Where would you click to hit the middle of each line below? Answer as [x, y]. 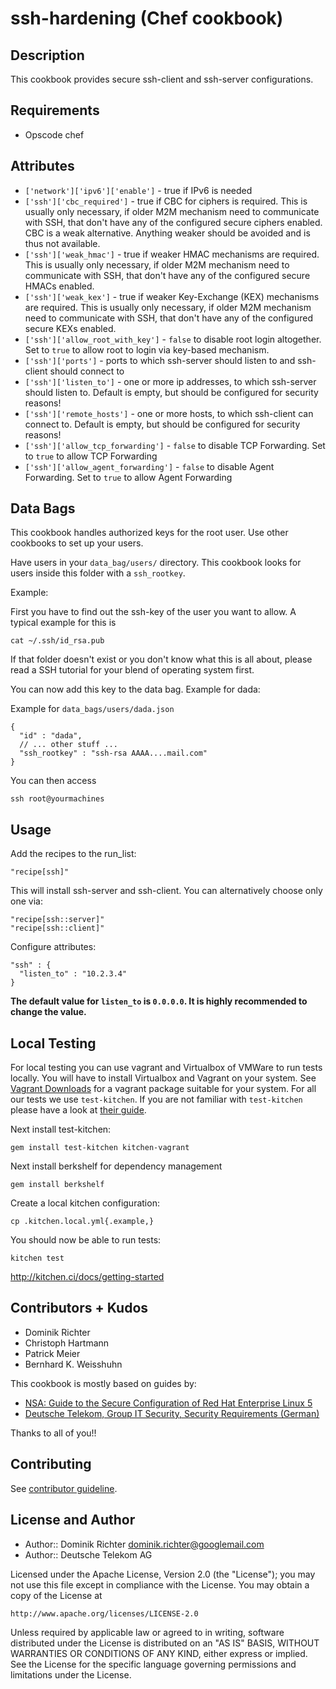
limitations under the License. [71, 1674]
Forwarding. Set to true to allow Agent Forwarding [128, 477]
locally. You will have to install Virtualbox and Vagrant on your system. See [163, 1078]
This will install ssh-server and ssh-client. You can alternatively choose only [166, 891]
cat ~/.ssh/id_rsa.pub [57, 641]
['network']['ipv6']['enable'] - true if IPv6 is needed [138, 190]
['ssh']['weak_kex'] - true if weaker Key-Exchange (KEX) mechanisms [172, 296]
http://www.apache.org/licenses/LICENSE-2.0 [104, 1613]
